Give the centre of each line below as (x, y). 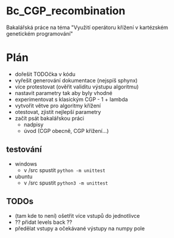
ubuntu (24, 176)
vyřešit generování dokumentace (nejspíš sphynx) (76, 80)
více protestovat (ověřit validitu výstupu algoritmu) (77, 87)
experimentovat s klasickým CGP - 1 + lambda (71, 99)
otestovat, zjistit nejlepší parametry (58, 112)
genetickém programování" (40, 33)
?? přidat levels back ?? (44, 222)
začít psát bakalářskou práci (49, 118)
